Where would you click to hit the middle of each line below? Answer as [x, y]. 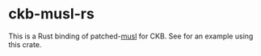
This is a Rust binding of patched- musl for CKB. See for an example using [131, 36]
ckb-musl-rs [51, 14]
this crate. [25, 44]
